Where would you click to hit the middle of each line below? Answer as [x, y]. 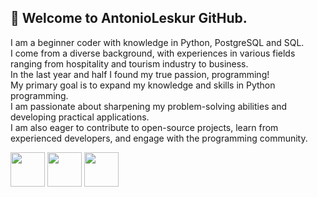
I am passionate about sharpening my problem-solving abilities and [149, 106]
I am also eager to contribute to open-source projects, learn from [144, 127]
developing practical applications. [80, 117]
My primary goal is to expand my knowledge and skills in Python [143, 85]
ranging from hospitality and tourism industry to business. [129, 63]
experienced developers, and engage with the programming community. [159, 138]
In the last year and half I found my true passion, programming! [140, 74]
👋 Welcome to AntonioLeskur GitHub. [129, 18]
